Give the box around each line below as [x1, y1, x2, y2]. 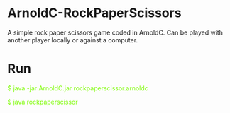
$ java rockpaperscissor [7, 97, 78, 106]
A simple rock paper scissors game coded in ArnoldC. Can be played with [7, 28, 224, 37]
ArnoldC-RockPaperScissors [7, 5, 182, 21]
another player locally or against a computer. [7, 35, 138, 44]
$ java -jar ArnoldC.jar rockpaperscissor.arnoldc [7, 83, 149, 93]
